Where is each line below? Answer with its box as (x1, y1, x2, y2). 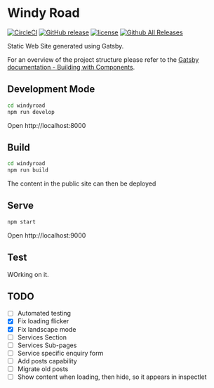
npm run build (7, 167, 49, 174)
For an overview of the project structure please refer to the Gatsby (7, 55, 199, 64)
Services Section (17, 332, 67, 342)
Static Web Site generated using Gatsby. (7, 41, 124, 50)
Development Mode (7, 83, 95, 96)
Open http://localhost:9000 (7, 231, 86, 240)
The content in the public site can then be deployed (7, 179, 156, 188)
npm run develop (7, 108, 55, 115)
